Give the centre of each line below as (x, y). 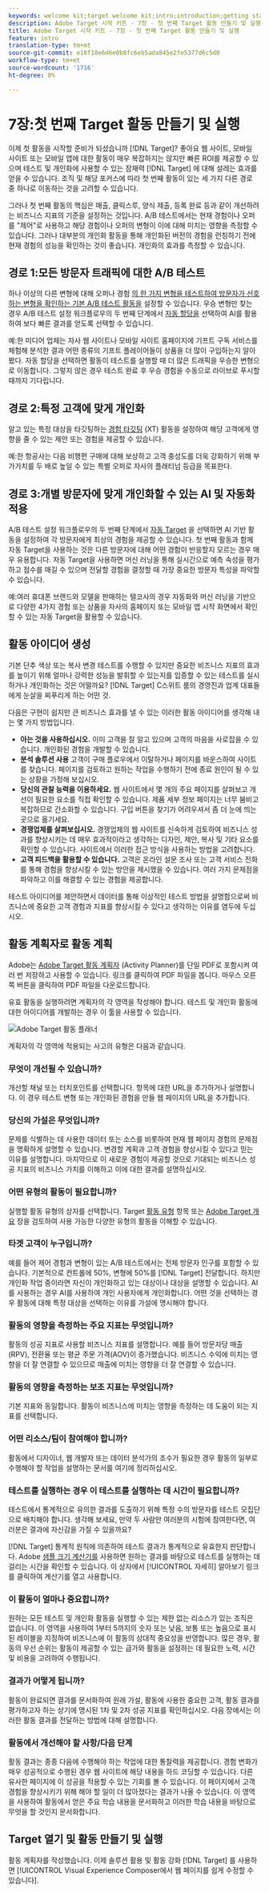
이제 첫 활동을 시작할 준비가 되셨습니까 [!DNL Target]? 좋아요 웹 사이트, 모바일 (130, 148)
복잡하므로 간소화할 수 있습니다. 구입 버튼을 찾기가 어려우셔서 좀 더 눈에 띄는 (139, 809)
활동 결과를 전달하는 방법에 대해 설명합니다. (90, 1720)
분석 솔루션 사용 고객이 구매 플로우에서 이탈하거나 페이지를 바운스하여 (128, 759)
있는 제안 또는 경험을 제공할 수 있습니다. (102, 439)
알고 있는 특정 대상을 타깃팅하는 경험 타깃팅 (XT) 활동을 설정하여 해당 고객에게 (129, 429)
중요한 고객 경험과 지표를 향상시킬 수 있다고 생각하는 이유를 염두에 (139, 906)
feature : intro (34, 38)
